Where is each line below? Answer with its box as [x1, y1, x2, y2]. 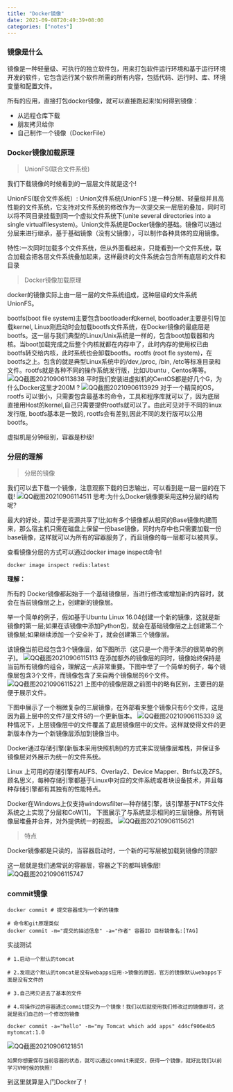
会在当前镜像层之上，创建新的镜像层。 [7, 598, 116, 607]
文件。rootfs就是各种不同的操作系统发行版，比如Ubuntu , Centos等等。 [7, 366, 210, 374]
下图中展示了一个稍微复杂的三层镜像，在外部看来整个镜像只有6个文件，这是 [7, 703, 224, 712]
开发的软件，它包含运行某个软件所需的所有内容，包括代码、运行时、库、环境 [7, 73, 226, 81]
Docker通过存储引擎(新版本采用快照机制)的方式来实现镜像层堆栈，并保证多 [7, 744, 221, 753]
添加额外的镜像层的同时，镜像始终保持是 [105, 654, 221, 662]
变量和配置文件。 [7, 81, 56, 90]
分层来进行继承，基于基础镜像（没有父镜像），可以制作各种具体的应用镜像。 [7, 228, 223, 237]
